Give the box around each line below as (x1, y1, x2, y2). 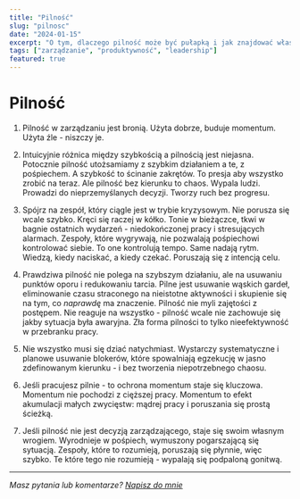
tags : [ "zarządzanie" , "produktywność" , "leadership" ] (9, 46, 218, 55)
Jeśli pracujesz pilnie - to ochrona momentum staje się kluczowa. (21, 379, 263, 390)
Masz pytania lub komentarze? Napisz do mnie (9, 479, 183, 490)
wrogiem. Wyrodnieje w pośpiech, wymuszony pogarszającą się (21, 435, 260, 445)
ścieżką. (21, 408, 54, 419)
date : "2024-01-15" (9, 29, 82, 38)
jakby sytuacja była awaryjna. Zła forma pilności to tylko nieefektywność (21, 316, 289, 327)
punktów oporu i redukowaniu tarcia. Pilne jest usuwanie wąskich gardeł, (21, 279, 290, 289)
